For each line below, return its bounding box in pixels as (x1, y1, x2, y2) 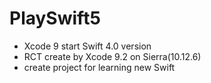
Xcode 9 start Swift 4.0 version (23, 40, 152, 52)
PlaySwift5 (9, 7, 101, 30)
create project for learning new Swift (23, 61, 176, 73)
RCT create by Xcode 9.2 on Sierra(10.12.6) (23, 50, 202, 62)
